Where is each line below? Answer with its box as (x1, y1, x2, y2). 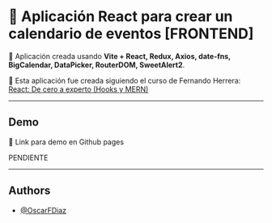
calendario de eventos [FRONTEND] (8, 24, 254, 43)
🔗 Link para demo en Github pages (8, 137, 124, 147)
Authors (8, 184, 51, 198)
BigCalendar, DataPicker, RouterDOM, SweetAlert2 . (8, 60, 185, 70)
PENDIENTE (8, 152, 49, 162)
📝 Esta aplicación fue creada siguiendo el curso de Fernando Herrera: (8, 75, 241, 85)
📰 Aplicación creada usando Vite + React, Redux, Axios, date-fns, (8, 51, 231, 61)
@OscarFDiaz (19, 205, 67, 215)
